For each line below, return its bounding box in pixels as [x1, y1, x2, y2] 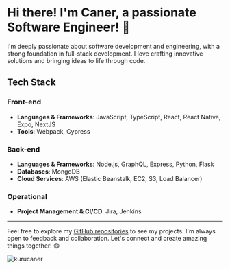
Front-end [7, 97, 42, 107]
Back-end [7, 144, 40, 154]
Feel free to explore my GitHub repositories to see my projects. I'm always [7, 227, 216, 235]
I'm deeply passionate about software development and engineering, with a [7, 42, 220, 50]
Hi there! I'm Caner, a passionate [7, 5, 196, 21]
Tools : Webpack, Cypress [16, 127, 90, 135]
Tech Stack [7, 77, 56, 89]
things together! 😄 [7, 242, 60, 250]
